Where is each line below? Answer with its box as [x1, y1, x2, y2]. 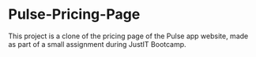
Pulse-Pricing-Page [8, 5, 141, 23]
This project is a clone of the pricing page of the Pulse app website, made [8, 31, 249, 41]
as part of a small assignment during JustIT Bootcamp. [8, 39, 187, 48]
